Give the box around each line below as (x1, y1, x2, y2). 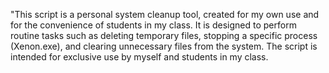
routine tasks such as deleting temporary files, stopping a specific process (10, 30, 318, 41)
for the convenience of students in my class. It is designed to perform (10, 19, 297, 31)
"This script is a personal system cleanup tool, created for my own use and (10, 9, 320, 20)
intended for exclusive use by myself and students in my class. (10, 51, 269, 63)
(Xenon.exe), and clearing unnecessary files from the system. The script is (10, 40, 318, 52)
